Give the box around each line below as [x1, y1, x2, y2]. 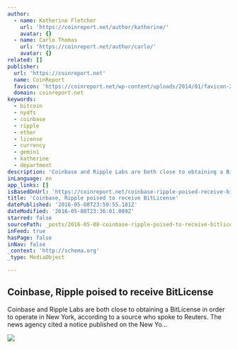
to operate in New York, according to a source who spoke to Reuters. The [7, 312, 222, 321]
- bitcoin [13, 103, 42, 110]
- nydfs [13, 109, 37, 116]
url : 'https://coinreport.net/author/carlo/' [20, 43, 157, 50]
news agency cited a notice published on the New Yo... [7, 320, 168, 328]
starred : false [7, 214, 52, 222]
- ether [13, 129, 37, 136]
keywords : [7, 96, 37, 103]
